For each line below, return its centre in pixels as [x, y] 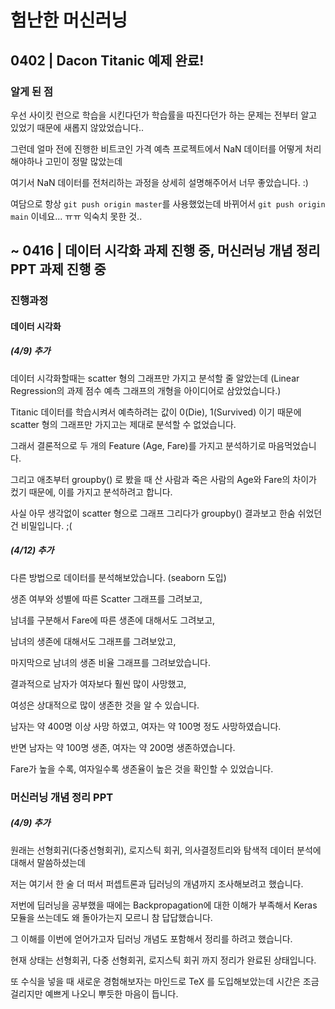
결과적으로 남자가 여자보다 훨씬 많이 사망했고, [98, 683]
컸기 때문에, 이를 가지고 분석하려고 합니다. [91, 492]
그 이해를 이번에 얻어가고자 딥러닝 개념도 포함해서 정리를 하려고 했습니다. [151, 938]
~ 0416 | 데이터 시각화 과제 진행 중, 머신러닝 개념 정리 [165, 251]
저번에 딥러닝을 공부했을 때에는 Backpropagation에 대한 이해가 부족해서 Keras [164, 905]
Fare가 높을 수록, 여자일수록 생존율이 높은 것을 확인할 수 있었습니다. [142, 768]
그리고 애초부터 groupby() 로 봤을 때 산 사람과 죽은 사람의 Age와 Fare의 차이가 [163, 479]
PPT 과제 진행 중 [58, 269]
